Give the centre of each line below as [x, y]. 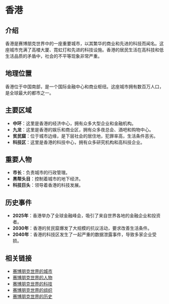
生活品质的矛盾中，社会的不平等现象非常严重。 [54, 56]
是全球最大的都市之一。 [29, 93]
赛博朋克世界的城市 [32, 271]
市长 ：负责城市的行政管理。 [41, 173]
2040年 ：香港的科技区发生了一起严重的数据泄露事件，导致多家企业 [82, 235]
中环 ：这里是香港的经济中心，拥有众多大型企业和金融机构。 [74, 123]
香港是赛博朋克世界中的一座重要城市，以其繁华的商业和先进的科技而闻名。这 [84, 44]
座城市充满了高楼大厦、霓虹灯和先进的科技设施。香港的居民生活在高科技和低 [84, 50]
